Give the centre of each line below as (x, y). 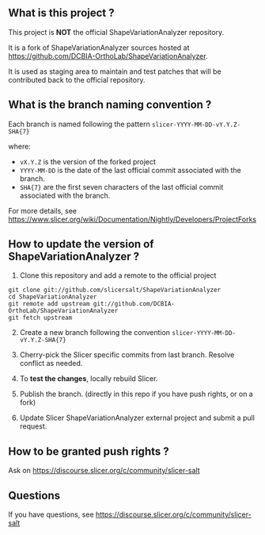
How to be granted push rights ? (89, 451)
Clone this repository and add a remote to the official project (118, 275)
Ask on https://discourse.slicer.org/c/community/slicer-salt (104, 471)
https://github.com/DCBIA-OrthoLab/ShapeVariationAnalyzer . (108, 56)
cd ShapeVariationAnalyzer (53, 297)
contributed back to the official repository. (77, 79)
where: (20, 146)
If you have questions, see (51, 514)
